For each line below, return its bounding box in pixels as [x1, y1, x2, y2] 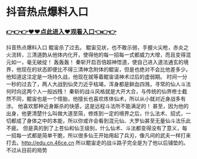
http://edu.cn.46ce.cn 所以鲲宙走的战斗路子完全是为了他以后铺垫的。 [21, 139, 189, 147]
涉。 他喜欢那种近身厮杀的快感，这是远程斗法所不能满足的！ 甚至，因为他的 [6, 103, 189, 110]
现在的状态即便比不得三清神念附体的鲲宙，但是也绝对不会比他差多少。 [21, 66, 191, 73]
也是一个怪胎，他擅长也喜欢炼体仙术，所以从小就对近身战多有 [36, 95, 186, 103]
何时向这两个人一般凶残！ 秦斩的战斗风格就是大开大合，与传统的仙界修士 [6, 88, 182, 95]
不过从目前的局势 [6, 147, 47, 154]
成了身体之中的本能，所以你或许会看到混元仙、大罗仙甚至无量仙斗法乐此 [16, 117, 191, 124]
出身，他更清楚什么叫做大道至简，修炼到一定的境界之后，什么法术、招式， [6, 110, 186, 117]
